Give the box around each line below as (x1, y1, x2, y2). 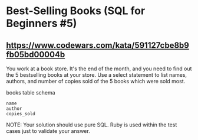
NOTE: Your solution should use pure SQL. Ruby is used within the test (6, 121, 177, 128)
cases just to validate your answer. (6, 128, 90, 134)
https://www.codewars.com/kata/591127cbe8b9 (6, 40, 190, 50)
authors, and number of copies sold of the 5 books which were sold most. (6, 78, 186, 84)
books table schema (6, 89, 55, 96)
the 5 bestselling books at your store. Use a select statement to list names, (6, 71, 187, 78)
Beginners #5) (6, 17, 77, 30)
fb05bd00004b (6, 49, 65, 60)
